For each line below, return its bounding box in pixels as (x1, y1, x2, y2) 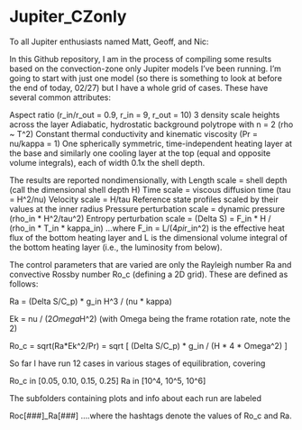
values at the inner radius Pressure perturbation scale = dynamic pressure (9, 203, 286, 214)
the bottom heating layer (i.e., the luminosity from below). (9, 242, 223, 252)
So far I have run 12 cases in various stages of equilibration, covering (9, 358, 266, 369)
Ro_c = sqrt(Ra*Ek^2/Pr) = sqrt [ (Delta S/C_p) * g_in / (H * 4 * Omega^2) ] (9, 340, 288, 351)
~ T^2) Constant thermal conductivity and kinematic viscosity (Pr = (9, 128, 259, 139)
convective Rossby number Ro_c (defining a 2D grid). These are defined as (9, 269, 288, 279)
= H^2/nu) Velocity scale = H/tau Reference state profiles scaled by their (9, 194, 279, 205)
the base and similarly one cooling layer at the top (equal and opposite (9, 147, 271, 159)
